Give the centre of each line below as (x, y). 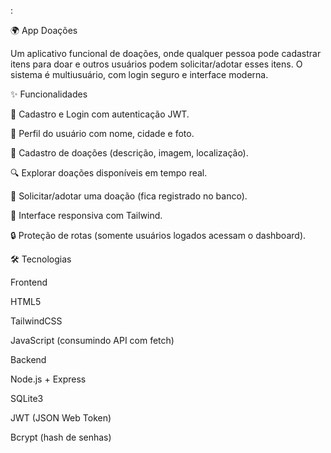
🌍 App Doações (44, 30)
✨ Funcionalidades (49, 94)
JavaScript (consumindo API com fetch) (92, 340)
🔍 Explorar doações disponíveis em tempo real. (109, 173)
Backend (28, 359)
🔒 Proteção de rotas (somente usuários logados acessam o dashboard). (158, 235)
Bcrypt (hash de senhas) (61, 437)
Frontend (29, 282)
